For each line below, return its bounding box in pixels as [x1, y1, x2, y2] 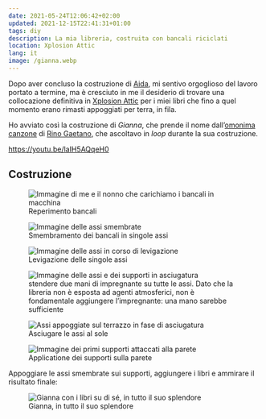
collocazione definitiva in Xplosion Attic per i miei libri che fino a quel [8, 96, 237, 106]
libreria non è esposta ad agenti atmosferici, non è [28, 287, 195, 297]
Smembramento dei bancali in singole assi [28, 230, 169, 240]
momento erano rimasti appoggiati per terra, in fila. [8, 104, 177, 114]
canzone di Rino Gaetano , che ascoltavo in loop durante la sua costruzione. [8, 128, 259, 138]
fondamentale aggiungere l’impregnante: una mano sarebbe [28, 296, 227, 305]
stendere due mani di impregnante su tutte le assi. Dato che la [28, 279, 234, 288]
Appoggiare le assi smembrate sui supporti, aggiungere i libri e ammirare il [8, 368, 255, 378]
